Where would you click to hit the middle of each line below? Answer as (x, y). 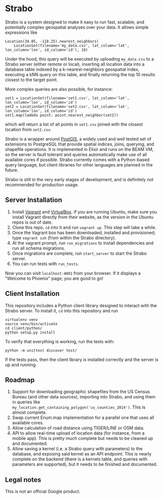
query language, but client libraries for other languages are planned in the (79, 165)
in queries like (26, 402)
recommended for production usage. (42, 185)
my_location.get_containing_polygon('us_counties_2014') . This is (79, 407)
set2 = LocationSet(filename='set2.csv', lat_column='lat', (67, 106)
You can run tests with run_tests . (45, 264)
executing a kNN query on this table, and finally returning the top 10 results (80, 74)
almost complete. (29, 413)
